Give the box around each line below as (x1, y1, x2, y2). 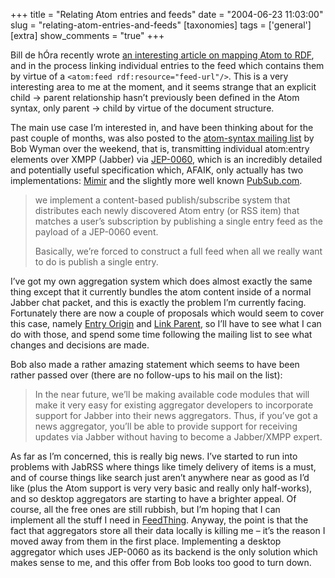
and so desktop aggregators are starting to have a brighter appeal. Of (10, 493, 297, 504)
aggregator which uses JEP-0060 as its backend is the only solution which (10, 546, 318, 558)
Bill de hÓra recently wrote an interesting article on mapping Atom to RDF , (10, 49, 315, 61)
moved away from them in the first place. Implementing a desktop (10, 535, 282, 547)
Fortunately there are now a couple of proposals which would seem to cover (10, 307, 325, 319)
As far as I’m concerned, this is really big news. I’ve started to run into (10, 450, 298, 462)
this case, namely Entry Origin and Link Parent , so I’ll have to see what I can (10, 318, 322, 329)
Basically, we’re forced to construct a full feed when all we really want (34, 245, 323, 257)
